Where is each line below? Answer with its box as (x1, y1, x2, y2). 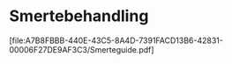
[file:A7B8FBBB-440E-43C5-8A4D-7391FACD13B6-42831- (9, 35, 223, 46)
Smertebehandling (9, 6, 149, 26)
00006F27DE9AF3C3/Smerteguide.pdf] (9, 44, 154, 54)
